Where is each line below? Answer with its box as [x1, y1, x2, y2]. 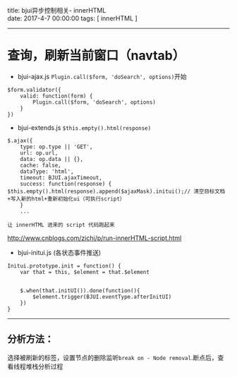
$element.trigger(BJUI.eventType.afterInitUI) [32, 293, 172, 300]
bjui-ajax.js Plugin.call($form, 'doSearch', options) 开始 [17, 72, 187, 80]
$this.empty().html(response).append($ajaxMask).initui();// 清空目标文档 [7, 188, 226, 195]
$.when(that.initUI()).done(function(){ [20, 287, 140, 294]
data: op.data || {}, [20, 155, 83, 162]
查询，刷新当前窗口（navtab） [7, 48, 186, 64]
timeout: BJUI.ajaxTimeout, [20, 174, 102, 181]
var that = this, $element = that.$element [20, 268, 150, 275]
